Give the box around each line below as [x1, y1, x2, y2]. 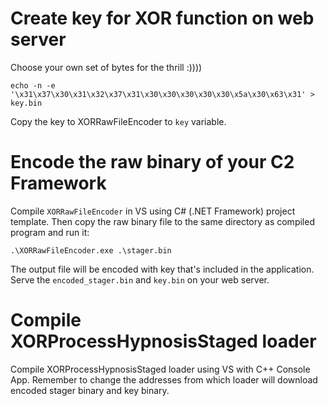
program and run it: [10, 226, 90, 238]
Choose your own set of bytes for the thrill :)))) [10, 61, 203, 73]
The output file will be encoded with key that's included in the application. [10, 263, 315, 275]
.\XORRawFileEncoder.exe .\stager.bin [10, 245, 172, 256]
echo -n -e [10, 80, 56, 91]
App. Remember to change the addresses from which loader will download [10, 373, 318, 386]
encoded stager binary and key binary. [10, 384, 170, 396]
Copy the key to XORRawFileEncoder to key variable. [10, 115, 227, 127]
